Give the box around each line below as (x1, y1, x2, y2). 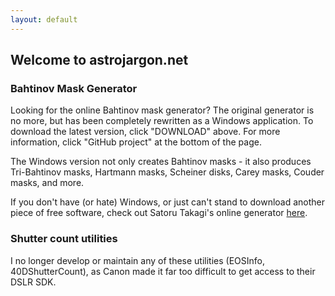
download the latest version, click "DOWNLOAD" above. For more (10, 126, 281, 138)
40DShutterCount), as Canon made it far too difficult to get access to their (10, 265, 316, 277)
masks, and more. (10, 177, 85, 189)
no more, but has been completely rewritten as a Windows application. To (10, 115, 314, 127)
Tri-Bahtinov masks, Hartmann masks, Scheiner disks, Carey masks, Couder (10, 166, 325, 178)
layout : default (10, 14, 78, 25)
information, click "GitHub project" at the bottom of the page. (10, 136, 262, 148)
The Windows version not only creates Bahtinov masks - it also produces (10, 156, 312, 168)
